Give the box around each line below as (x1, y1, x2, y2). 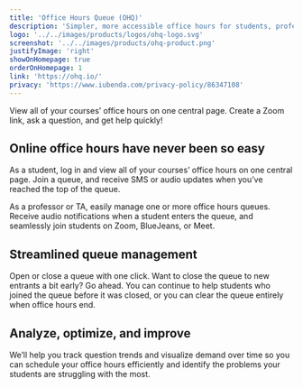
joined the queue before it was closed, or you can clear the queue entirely (9, 290, 284, 300)
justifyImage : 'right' (9, 47, 95, 56)
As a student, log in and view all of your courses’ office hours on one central (9, 164, 293, 176)
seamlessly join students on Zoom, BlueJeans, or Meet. (9, 220, 216, 231)
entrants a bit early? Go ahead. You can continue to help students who (9, 281, 271, 291)
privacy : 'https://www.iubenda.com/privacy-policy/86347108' (9, 80, 244, 89)
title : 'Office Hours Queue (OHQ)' (9, 13, 143, 23)
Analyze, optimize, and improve (9, 326, 191, 341)
